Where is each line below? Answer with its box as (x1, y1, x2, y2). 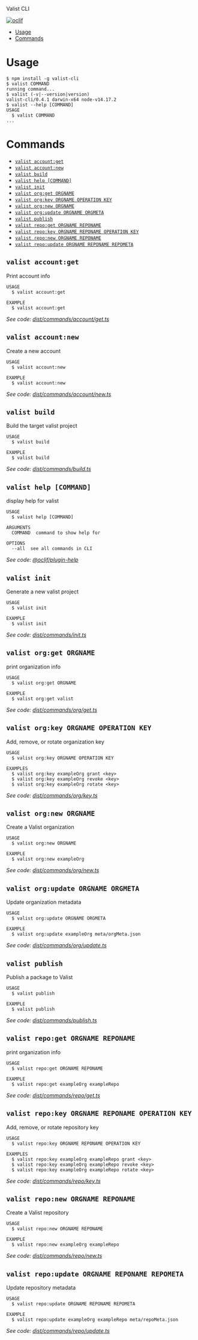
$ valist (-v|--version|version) (6, 91, 90, 97)
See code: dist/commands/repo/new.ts (6, 1252, 103, 1260)
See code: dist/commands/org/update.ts (6, 942, 107, 949)
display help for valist (6, 497, 59, 505)
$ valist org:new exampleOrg (11, 856, 85, 863)
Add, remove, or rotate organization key (6, 738, 105, 745)
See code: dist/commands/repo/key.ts (6, 1177, 101, 1184)
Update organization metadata (6, 899, 82, 906)
